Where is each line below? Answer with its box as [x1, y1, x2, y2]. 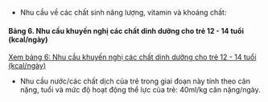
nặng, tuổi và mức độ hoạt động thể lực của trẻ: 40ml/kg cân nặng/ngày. [19, 85, 261, 95]
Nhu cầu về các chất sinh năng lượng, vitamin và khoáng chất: [19, 8, 227, 17]
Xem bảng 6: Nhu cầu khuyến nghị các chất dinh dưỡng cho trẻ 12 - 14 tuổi [8, 52, 257, 62]
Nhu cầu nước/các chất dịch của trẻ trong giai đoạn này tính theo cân [19, 76, 251, 86]
